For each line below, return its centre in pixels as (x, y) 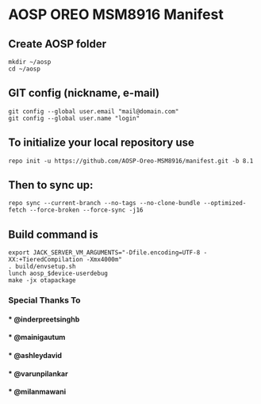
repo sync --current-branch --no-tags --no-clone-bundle (104, 204)
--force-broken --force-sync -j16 (86, 210)
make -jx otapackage (42, 280)
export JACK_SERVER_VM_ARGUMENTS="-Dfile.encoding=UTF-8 (104, 253)
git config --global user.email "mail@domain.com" (94, 111)
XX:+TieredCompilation (46, 260)
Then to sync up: (51, 185)
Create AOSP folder (58, 44)
